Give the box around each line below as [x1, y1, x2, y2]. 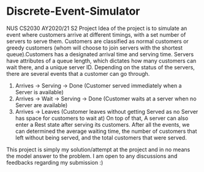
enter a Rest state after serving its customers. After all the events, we [15, 121, 190, 128]
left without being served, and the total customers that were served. [15, 133, 187, 141]
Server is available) [15, 88, 64, 95]
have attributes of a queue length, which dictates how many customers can [6, 57, 197, 64]
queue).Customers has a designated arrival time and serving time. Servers [6, 50, 194, 58]
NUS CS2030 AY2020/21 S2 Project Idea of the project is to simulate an [6, 24, 187, 32]
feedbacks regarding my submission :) [6, 159, 104, 166]
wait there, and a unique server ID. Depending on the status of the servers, [6, 63, 195, 71]
